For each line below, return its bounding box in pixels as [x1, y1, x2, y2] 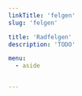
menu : [8, 54, 26, 63]
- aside [15, 62, 41, 70]
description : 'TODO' [8, 40, 76, 48]
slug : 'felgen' [8, 19, 58, 27]
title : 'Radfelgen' [8, 33, 73, 41]
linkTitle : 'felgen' [8, 11, 76, 20]
